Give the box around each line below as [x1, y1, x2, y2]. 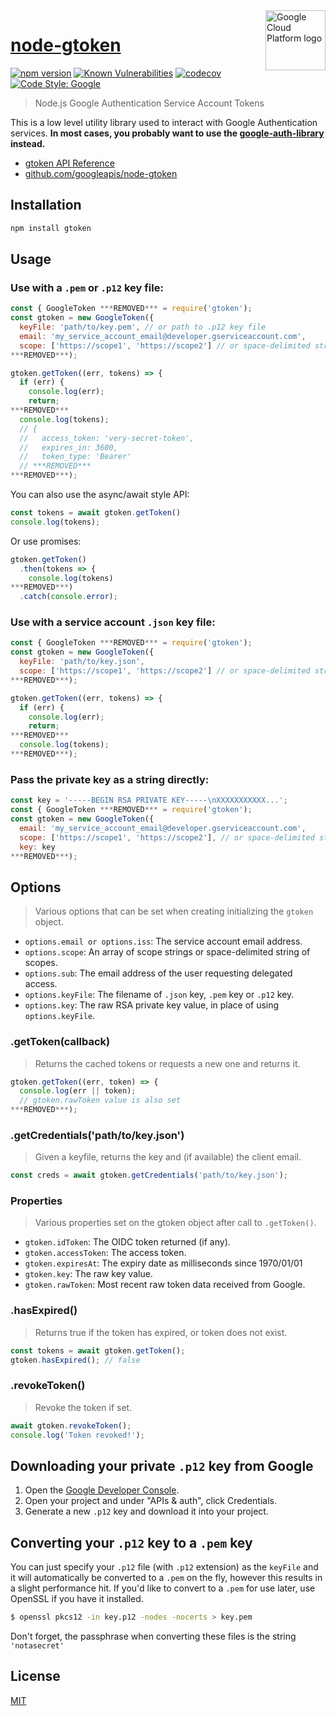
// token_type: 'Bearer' [19, 452, 132, 462]
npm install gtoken [10, 223, 92, 233]
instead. [10, 137, 46, 149]
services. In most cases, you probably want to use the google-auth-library [10, 127, 325, 139]
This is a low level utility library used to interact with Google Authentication [10, 116, 318, 128]
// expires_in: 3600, [19, 442, 118, 453]
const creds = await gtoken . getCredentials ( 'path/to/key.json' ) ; [10, 1170, 288, 1181]
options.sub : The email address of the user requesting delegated [24, 967, 293, 979]
